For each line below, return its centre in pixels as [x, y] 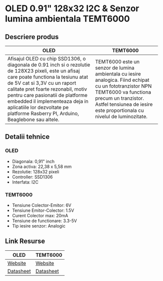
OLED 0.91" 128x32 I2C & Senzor [72, 9]
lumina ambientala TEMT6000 [67, 19]
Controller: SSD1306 [32, 177]
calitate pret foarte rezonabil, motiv [47, 89]
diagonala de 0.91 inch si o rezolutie [49, 65]
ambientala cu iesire [118, 74]
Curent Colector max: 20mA [40, 215]
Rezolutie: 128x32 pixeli [36, 171]
